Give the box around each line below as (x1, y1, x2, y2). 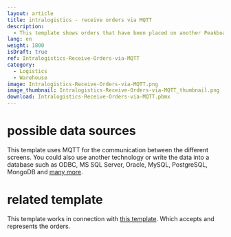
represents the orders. (7, 222, 71, 230)
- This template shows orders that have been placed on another (13, 29, 201, 37)
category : (7, 61, 36, 68)
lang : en (7, 36, 32, 43)
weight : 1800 (7, 42, 45, 49)
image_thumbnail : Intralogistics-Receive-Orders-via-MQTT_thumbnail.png (7, 87, 220, 94)
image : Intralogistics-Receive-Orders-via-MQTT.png (7, 81, 158, 87)
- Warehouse (13, 74, 48, 81)
